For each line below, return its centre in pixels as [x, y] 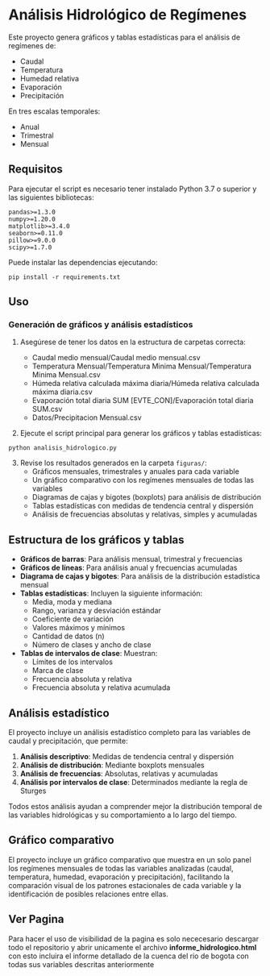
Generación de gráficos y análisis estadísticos [101, 325]
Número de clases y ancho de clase [91, 645]
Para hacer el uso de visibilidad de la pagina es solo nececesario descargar [134, 939]
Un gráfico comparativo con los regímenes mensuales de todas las [143, 480]
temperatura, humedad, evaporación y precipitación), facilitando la [119, 877]
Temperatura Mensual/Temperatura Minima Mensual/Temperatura [141, 366]
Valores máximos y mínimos [79, 628]
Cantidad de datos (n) [68, 636]
